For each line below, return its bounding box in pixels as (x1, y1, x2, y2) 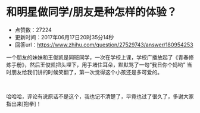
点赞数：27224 (14, 26, 52, 33)
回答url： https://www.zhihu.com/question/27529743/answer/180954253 (14, 41, 193, 48)
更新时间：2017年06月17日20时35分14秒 (14, 33, 114, 40)
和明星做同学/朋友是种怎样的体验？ (6, 5, 177, 19)
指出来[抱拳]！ (6, 100, 42, 107)
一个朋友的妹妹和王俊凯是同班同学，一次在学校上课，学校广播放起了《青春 (6, 54, 189, 61)
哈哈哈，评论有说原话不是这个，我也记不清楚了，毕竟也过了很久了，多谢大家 (6, 93, 194, 100)
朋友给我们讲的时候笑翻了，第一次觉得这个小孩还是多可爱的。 (11, 68, 162, 76)
